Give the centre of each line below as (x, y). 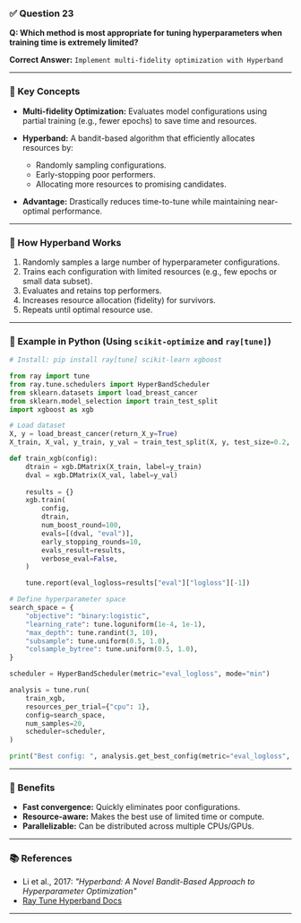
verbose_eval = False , (80, 559)
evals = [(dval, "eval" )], (88, 533)
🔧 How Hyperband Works (65, 242)
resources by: (47, 147)
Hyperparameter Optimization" (79, 891)
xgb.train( (46, 501)
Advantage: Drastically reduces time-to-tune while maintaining (139, 201)
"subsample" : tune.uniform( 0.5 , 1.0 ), (98, 641)
